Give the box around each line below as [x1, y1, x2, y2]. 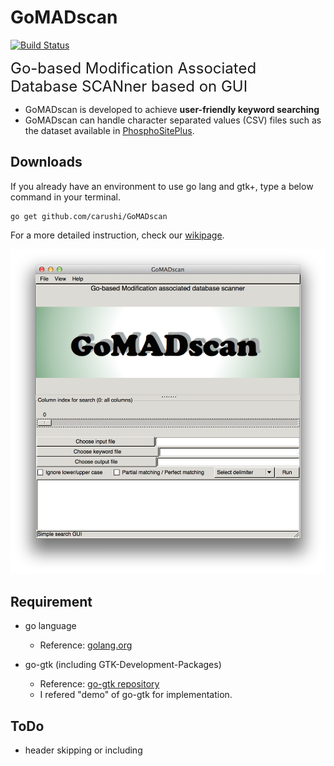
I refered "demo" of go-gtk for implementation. [39, 689, 233, 701]
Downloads [10, 154, 83, 171]
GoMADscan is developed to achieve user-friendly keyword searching [24, 103, 320, 115]
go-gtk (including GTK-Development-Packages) [24, 659, 222, 671]
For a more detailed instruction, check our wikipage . [10, 229, 225, 241]
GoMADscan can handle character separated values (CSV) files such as [24, 114, 322, 126]
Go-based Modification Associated [10, 58, 257, 78]
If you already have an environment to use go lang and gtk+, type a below [10, 180, 314, 192]
